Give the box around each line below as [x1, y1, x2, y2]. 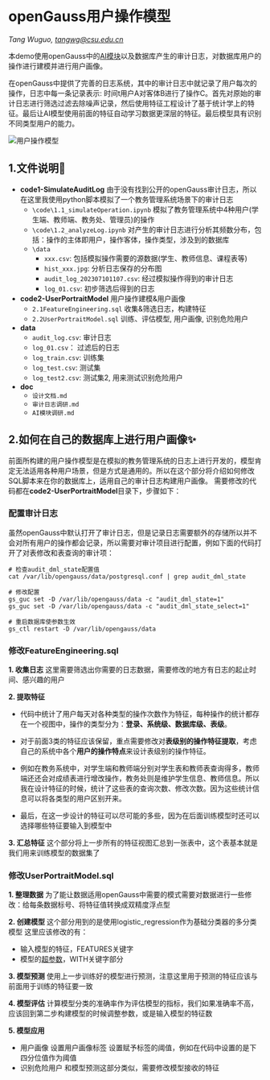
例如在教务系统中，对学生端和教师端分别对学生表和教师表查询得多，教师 [19, 763, 260, 773]
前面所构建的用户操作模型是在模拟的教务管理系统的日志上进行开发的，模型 [8, 456, 255, 466]
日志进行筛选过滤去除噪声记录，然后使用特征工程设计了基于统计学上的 [14, 98, 247, 108]
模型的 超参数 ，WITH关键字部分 [19, 954, 124, 964]
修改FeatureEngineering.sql [8, 645, 119, 656]
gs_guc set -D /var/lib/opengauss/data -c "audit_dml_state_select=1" [8, 602, 250, 610]
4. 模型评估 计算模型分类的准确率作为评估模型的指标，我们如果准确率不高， [8, 999, 259, 1008]
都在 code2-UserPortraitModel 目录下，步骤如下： [14, 486, 182, 495]
